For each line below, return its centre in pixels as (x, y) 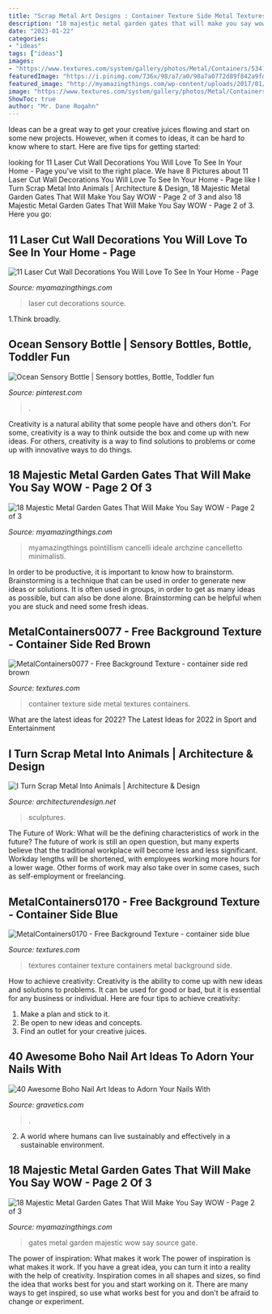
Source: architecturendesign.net (62, 802)
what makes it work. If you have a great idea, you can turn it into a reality (130, 1267)
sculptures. (47, 818)
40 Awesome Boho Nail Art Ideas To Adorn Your (132, 1056)
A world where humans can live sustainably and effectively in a (125, 1136)
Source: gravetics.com (46, 1105)
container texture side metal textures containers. (109, 704)
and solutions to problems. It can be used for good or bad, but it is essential (134, 990)
